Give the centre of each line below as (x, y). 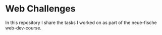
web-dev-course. (23, 27)
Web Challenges (40, 9)
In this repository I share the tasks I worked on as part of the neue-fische (81, 22)
